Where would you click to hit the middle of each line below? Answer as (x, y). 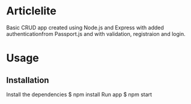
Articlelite (32, 11)
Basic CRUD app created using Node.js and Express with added (85, 27)
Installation (28, 80)
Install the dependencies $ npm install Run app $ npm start (79, 94)
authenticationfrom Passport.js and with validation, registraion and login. (96, 33)
